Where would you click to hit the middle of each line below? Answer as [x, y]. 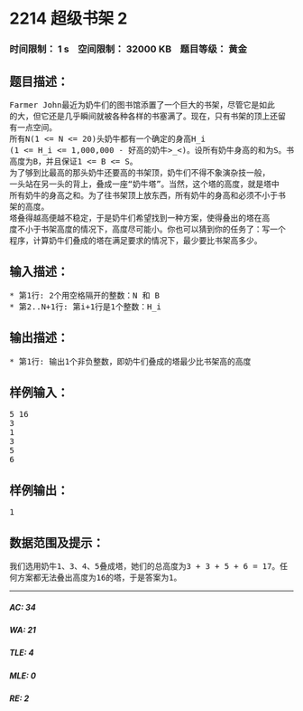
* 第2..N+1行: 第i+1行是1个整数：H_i [86, 307]
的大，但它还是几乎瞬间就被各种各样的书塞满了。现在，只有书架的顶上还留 [147, 116]
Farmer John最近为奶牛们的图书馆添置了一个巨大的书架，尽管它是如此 [142, 104]
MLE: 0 [23, 676]
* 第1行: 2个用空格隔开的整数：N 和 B [85, 295]
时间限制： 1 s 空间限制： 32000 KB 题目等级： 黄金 [129, 49]
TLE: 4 [22, 653]
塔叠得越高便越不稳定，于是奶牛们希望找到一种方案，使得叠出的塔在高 [140, 218]
